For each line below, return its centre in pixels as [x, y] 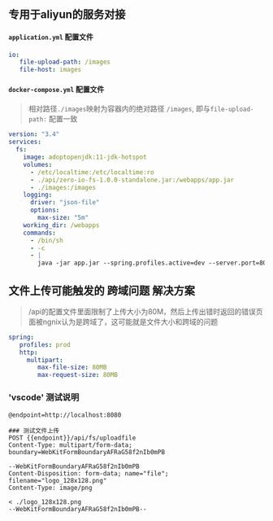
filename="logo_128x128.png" [58, 480]
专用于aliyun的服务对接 [67, 15]
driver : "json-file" [65, 203]
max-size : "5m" [63, 218]
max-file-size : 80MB [72, 368]
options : [45, 210]
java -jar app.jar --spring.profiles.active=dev [121, 263]
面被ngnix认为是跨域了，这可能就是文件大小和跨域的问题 [123, 322]
